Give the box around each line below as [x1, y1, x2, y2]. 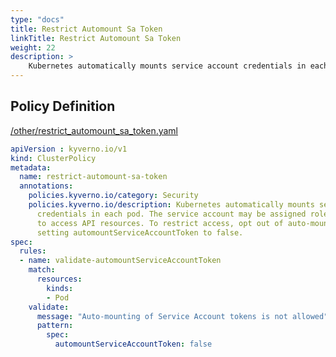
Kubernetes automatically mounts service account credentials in [28, 61, 307, 71]
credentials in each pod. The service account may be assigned [36, 209, 307, 219]
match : [28, 265, 56, 275]
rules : [19, 246, 47, 256]
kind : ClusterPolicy [10, 153, 97, 163]
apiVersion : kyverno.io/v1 [10, 144, 128, 154]
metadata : [10, 162, 52, 173]
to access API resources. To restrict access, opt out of [36, 218, 284, 228]
